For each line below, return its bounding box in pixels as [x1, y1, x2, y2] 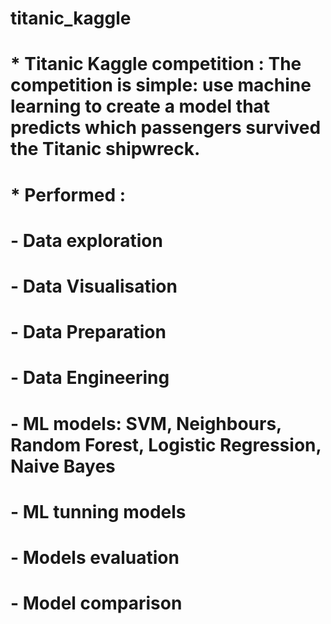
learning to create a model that [10, 95, 271, 118]
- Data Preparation [10, 321, 167, 344]
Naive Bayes [10, 455, 116, 477]
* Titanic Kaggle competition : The [10, 53, 302, 76]
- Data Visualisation [10, 275, 178, 297]
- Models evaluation [10, 546, 180, 569]
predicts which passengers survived [10, 117, 322, 139]
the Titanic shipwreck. [10, 138, 201, 161]
